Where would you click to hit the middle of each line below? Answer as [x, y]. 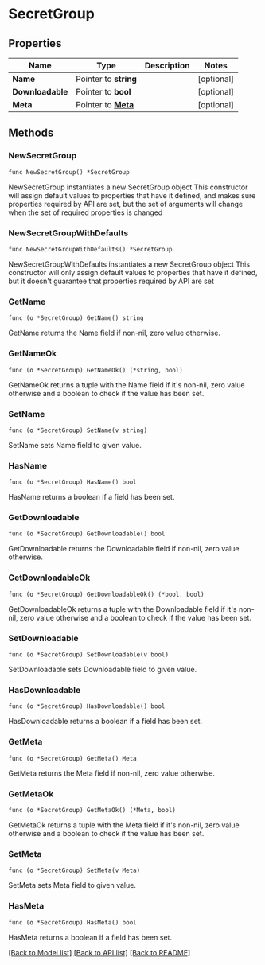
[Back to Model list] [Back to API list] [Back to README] [99, 952]
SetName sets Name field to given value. [75, 445]
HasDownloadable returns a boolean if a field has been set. [105, 722]
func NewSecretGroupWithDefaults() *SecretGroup [90, 249]
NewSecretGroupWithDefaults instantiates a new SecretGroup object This [129, 264]
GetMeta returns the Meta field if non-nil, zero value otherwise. [112, 773]
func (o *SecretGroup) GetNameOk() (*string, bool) [95, 370]
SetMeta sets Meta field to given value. [72, 885]
